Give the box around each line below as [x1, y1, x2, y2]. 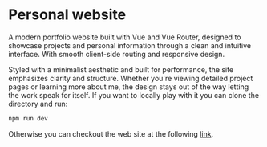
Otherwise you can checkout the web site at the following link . [8, 129, 214, 138]
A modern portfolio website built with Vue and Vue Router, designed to [8, 32, 241, 42]
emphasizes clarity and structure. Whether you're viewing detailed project [8, 73, 253, 83]
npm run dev [8, 114, 48, 122]
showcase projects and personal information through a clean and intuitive [8, 40, 251, 50]
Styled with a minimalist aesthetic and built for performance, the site [8, 64, 234, 74]
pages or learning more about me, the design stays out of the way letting [8, 82, 249, 92]
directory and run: [8, 99, 68, 108]
